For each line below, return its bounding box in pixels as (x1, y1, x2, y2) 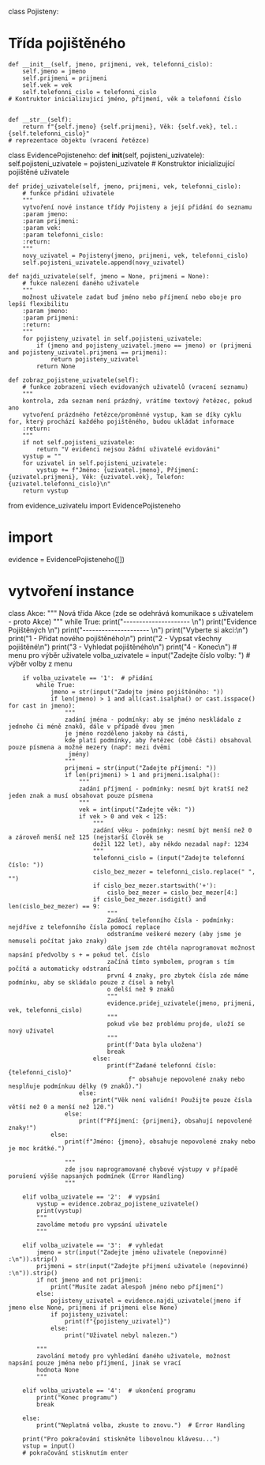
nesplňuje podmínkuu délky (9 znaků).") (8, 1082, 144, 1090)
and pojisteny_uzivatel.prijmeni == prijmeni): (8, 348, 168, 357)
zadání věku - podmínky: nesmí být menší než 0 (92, 826, 252, 834)
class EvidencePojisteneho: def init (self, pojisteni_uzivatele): (8, 150, 205, 160)
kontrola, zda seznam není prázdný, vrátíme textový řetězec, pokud (22, 397, 252, 405)
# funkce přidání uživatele (22, 189, 114, 197)
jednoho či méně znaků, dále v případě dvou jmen (8, 723, 175, 731)
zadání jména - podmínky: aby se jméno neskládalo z (64, 716, 242, 723)
